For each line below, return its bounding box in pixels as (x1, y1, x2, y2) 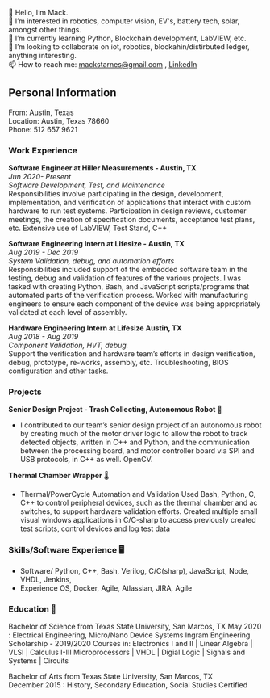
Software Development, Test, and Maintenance (8, 180, 165, 190)
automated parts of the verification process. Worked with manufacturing (8, 291, 248, 301)
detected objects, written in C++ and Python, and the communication (19, 437, 250, 448)
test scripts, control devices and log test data (19, 523, 171, 533)
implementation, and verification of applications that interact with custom (8, 198, 251, 208)
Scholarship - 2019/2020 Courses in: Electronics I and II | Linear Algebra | (8, 639, 253, 648)
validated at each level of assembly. (8, 308, 127, 317)
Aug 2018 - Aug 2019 (8, 332, 79, 342)
